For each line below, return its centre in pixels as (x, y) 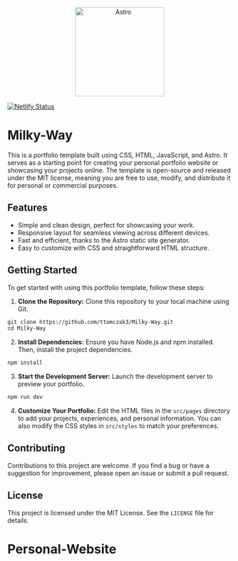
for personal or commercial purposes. (63, 185)
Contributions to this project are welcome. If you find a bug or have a (108, 465)
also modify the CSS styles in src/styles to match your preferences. (118, 426)
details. (18, 520)
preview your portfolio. (51, 384)
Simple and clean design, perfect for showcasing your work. (106, 225)
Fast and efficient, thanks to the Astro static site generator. (104, 240)
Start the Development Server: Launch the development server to (115, 376)
